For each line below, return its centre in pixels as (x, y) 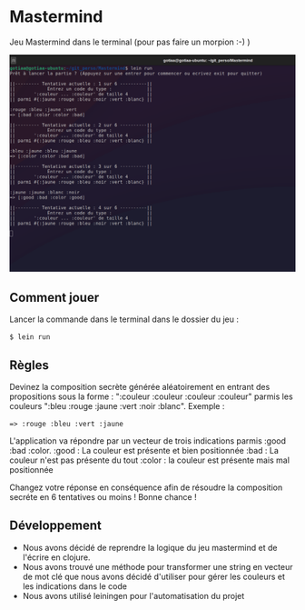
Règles (30, 365)
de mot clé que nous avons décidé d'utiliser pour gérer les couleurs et (154, 576)
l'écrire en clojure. (56, 557)
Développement (56, 526)
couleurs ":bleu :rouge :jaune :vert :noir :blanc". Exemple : (117, 405)
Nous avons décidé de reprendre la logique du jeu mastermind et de (150, 547)
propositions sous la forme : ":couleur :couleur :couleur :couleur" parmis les (151, 396)
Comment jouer (54, 297)
